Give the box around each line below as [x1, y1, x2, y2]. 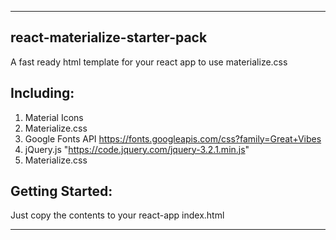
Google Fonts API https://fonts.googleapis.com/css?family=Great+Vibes [24, 132, 322, 145]
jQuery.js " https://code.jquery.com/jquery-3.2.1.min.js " [24, 143, 250, 155]
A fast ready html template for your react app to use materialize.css [10, 56, 288, 68]
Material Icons [24, 111, 84, 123]
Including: [10, 85, 75, 102]
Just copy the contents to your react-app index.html [10, 209, 225, 221]
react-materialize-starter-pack [10, 29, 208, 46]
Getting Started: [10, 183, 113, 200]
